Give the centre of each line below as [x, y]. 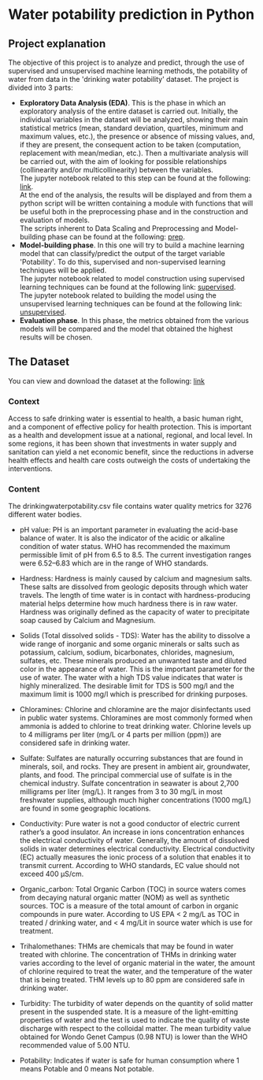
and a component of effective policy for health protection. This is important [130, 427]
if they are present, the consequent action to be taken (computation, [130, 145]
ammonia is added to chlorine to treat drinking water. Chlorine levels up [135, 726]
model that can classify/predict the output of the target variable [122, 253]
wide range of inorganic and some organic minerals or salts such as [130, 644]
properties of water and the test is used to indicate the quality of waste [135, 1020]
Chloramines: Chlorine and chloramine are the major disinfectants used [135, 710]
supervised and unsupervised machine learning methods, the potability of [128, 71]
